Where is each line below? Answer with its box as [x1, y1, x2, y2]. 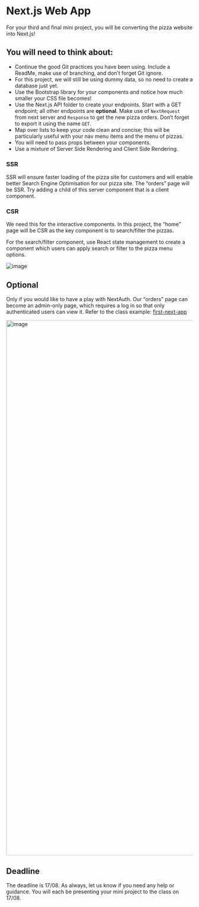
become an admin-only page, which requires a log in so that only [6, 302, 165, 309]
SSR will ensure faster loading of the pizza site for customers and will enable [6, 173, 193, 181]
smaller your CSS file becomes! [14, 94, 92, 102]
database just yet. [14, 82, 59, 89]
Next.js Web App [6, 4, 91, 18]
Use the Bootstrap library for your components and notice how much [14, 88, 183, 96]
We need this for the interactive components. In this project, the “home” [6, 221, 182, 228]
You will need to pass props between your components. [14, 138, 151, 146]
